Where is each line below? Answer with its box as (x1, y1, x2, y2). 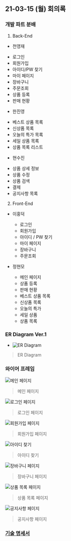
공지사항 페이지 (17, 516, 47, 522)
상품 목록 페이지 (17, 495, 48, 501)
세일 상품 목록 (12, 137, 39, 144)
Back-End (12, 33, 33, 39)
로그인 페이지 (17, 410, 43, 416)
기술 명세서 (5, 530, 30, 537)
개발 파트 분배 (5, 21, 36, 28)
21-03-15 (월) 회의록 (5, 5, 66, 14)
